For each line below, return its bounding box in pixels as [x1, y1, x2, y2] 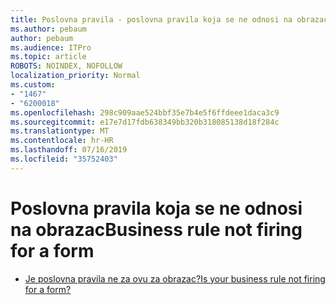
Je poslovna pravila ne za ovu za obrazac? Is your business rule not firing [24, 272, 326, 285]
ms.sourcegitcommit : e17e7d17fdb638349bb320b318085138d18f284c [10, 117, 280, 127]
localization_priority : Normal [10, 71, 141, 81]
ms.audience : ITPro [10, 42, 92, 53]
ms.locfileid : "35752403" [10, 154, 118, 164]
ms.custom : [10, 80, 56, 90]
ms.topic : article [10, 52, 87, 62]
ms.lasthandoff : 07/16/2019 [10, 145, 128, 155]
